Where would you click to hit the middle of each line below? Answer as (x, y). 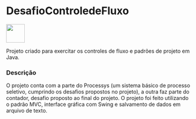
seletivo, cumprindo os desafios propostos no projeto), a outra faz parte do (98, 92)
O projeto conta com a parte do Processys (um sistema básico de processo (98, 86)
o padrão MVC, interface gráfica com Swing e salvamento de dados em (93, 104)
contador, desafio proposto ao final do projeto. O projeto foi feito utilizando (97, 98)
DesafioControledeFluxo (68, 11)
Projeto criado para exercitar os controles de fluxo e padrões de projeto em (98, 51)
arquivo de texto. (27, 111)
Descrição (21, 72)
